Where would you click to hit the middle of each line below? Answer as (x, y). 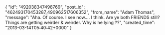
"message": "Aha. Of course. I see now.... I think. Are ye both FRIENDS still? (82, 17)
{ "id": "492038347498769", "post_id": (45, 7)
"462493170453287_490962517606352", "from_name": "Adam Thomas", (80, 12)
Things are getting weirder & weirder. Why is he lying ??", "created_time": (80, 22)
